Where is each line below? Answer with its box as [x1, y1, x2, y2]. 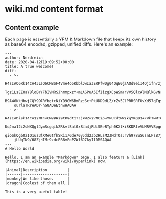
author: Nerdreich [5, 55, 43, 60]
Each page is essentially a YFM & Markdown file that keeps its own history [5, 36, 157, 42]
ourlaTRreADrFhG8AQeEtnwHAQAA [14, 103, 77, 108]
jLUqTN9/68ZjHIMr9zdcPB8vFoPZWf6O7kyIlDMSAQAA [14, 137, 112, 142]
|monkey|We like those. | [5, 176, 70, 181]
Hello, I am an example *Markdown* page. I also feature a [5, 155, 129, 159]
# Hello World [5, 146, 35, 151]
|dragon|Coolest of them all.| [5, 181, 70, 186]
